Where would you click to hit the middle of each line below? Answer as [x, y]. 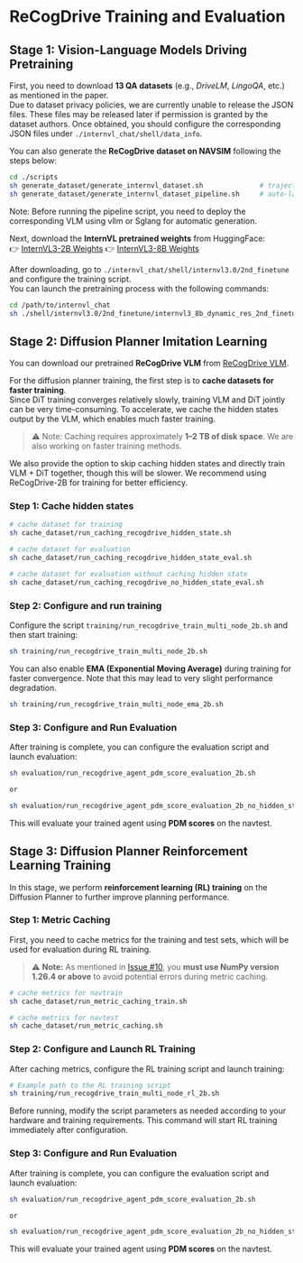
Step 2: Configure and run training [86, 605]
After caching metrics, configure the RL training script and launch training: [147, 1069]
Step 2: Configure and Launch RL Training [102, 1049]
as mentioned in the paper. [59, 95]
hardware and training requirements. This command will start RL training [143, 1120]
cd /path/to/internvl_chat [60, 305]
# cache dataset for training [66, 525]
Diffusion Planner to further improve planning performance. [119, 897]
